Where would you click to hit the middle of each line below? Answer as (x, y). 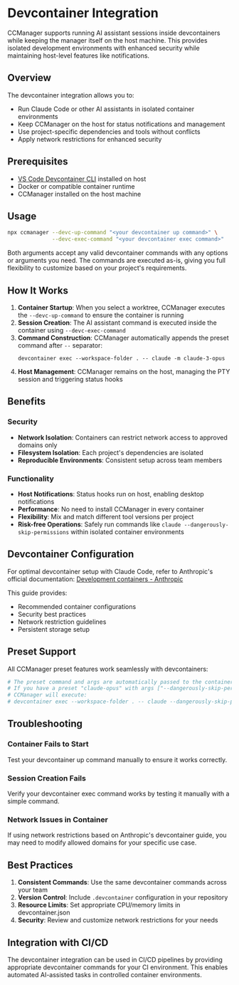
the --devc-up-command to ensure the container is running (101, 315)
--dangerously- (206, 525)
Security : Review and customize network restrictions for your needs (118, 920)
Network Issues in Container (58, 819)
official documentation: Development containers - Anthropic (95, 579)
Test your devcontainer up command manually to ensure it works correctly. (117, 759)
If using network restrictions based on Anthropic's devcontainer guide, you (117, 835)
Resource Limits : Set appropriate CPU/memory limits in (99, 905)
